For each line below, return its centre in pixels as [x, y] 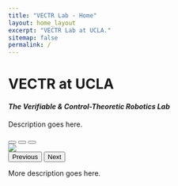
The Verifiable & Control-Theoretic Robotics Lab [89, 106]
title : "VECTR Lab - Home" [53, 15]
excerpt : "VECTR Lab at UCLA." [60, 30]
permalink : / [30, 45]
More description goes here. [55, 173]
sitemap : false [33, 38]
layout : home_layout [42, 23]
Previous [25, 156]
